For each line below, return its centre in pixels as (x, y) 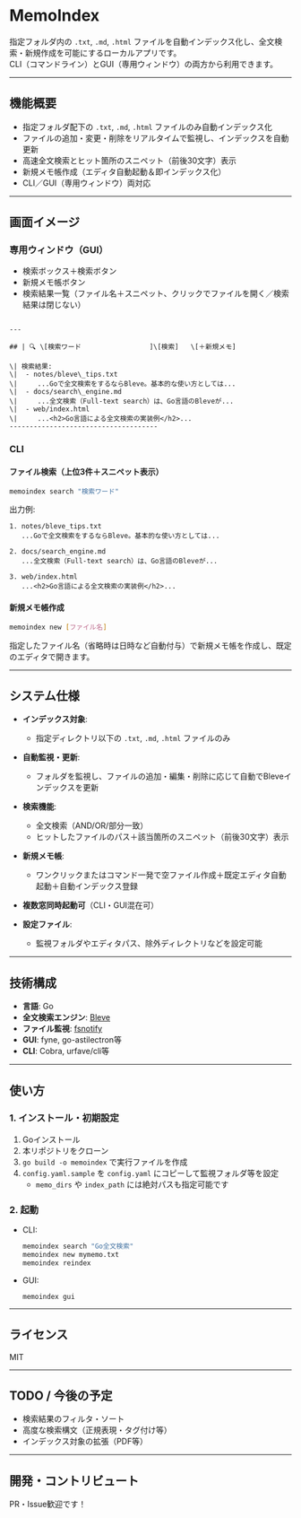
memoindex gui (48, 1296)
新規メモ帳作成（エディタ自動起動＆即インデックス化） (124, 171)
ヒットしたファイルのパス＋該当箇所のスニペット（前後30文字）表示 (162, 837)
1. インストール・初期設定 (64, 1118)
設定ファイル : (47, 924)
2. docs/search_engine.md (57, 552)
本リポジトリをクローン (65, 1150)
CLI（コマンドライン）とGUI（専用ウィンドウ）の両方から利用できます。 (144, 64)
